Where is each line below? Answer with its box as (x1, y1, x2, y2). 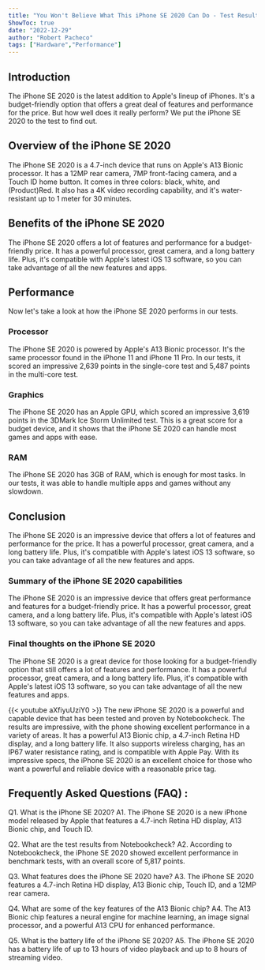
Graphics (8, 389, 44, 400)
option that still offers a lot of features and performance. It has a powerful (8, 664, 247, 674)
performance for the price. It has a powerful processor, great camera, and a (8, 539, 255, 549)
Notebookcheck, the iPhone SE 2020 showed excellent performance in (8, 848, 239, 858)
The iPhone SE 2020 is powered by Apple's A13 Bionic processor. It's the (8, 344, 245, 354)
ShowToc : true (8, 19, 55, 27)
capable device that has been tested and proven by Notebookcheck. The (8, 713, 245, 723)
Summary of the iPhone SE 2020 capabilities (8, 576, 183, 586)
